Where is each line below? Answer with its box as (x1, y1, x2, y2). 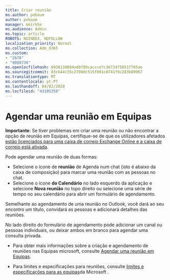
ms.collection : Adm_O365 (5, 46, 58, 51)
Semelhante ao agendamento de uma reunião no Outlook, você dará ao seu (5, 201, 164, 207)
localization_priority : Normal (5, 41, 72, 46)
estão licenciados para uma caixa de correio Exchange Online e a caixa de (5, 138, 162, 145)
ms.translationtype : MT (5, 74, 56, 79)
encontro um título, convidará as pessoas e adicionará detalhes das (5, 206, 148, 213)
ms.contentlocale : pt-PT (5, 79, 58, 84)
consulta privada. (5, 233, 42, 239)
